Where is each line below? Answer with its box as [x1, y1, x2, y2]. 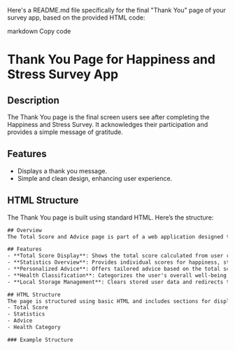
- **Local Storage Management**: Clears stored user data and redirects [7, 278, 224, 285]
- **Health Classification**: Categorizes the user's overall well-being [7, 271, 227, 279]
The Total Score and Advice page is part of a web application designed [7, 233, 224, 241]
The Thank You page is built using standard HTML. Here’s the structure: [7, 213, 214, 222]
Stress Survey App [7, 67, 119, 83]
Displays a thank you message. [17, 166, 107, 175]
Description [7, 94, 59, 106]
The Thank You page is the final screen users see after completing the [7, 113, 210, 121]
